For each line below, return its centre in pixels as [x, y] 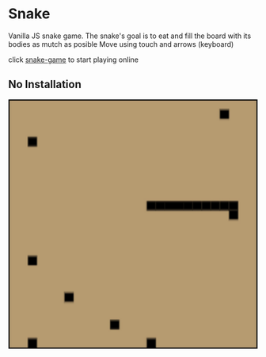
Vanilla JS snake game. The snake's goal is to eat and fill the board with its [130, 36]
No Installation [45, 84]
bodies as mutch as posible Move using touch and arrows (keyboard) [121, 44]
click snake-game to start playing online [73, 59]
